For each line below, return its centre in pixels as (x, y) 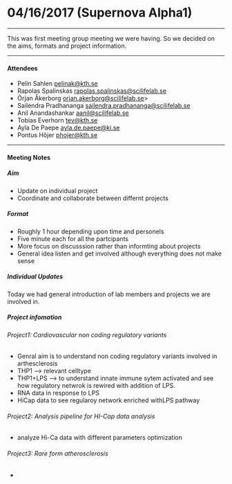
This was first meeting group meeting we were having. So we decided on (111, 38)
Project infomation (35, 317)
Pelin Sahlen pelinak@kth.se (57, 84)
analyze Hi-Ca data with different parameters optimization (100, 438)
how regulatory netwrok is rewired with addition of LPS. (96, 386)
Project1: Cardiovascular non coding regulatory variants (87, 334)
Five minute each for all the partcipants (73, 239)
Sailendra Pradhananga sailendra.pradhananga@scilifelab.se (104, 106)
